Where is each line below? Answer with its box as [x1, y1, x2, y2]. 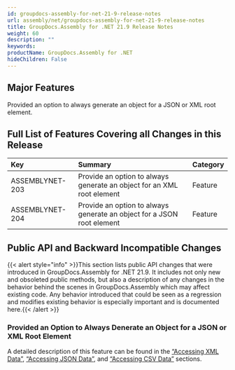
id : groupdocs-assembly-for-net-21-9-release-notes [7, 10, 161, 18]
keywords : [7, 43, 36, 50]
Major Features [7, 82, 75, 94]
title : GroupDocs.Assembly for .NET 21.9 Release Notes [7, 23, 173, 30]
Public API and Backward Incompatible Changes [7, 242, 222, 254]
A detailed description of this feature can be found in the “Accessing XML [7, 348, 219, 356]
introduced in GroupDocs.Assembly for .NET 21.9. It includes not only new [7, 268, 221, 277]
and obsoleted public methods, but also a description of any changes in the [7, 275, 225, 284]
